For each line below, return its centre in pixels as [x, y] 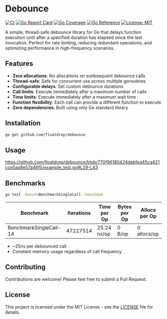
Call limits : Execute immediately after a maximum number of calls [80, 91]
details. [13, 312]
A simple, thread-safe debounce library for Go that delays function [73, 32]
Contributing [25, 267]
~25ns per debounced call [39, 246]
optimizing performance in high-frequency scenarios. [60, 48]
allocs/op [148, 234]
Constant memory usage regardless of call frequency [67, 251]
